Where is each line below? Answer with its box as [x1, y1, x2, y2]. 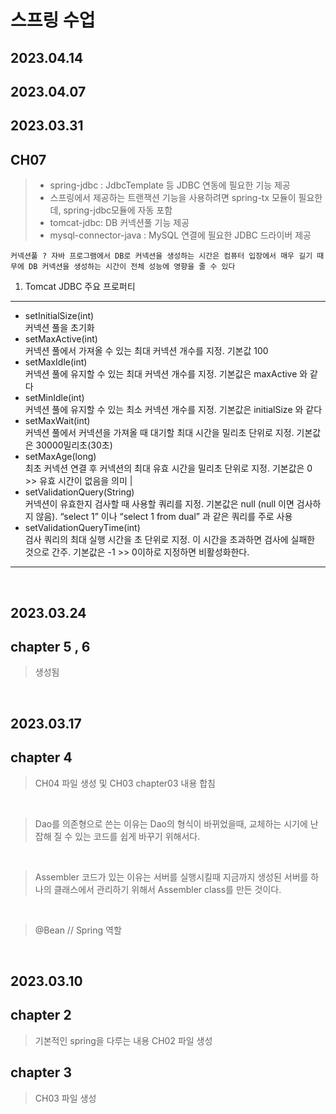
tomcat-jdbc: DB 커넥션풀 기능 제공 [49, 217, 190, 229]
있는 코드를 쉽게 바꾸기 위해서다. [74, 830, 201, 842]
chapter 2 [10, 1007, 72, 1024]
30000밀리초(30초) [35, 439, 113, 451]
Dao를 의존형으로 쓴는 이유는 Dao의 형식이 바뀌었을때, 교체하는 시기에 [34, 817, 308, 830]
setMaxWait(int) [24, 415, 91, 427]
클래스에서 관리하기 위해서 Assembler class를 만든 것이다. [53, 883, 282, 895]
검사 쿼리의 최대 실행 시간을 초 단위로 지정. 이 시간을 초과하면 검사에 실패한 [24, 534, 316, 546]
